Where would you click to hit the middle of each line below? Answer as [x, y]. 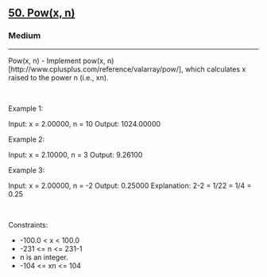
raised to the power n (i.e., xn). [58, 77]
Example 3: [27, 170]
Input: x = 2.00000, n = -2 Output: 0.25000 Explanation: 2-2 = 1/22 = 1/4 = [130, 185]
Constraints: [28, 224]
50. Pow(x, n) [42, 13]
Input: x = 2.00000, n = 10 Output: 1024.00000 [85, 123]
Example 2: [27, 139]
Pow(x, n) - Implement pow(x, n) [61, 60]
